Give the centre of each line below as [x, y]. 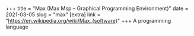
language [17, 27]
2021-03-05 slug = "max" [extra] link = [53, 15]
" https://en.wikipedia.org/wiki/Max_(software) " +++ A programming [88, 21]
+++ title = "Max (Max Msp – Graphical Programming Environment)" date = [97, 8]
